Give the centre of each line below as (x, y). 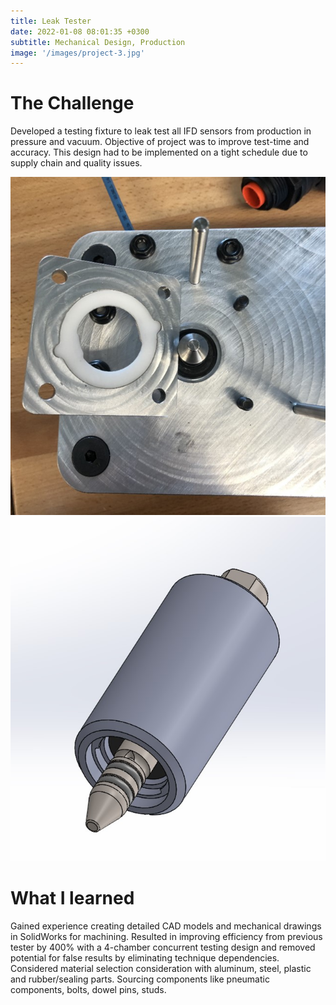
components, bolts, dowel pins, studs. (88, 989)
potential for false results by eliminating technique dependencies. (145, 957)
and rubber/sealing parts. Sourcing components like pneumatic (140, 979)
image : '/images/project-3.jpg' (77, 53)
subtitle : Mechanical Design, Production (98, 42)
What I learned (72, 897)
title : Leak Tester (51, 21)
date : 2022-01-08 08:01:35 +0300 (80, 31)
